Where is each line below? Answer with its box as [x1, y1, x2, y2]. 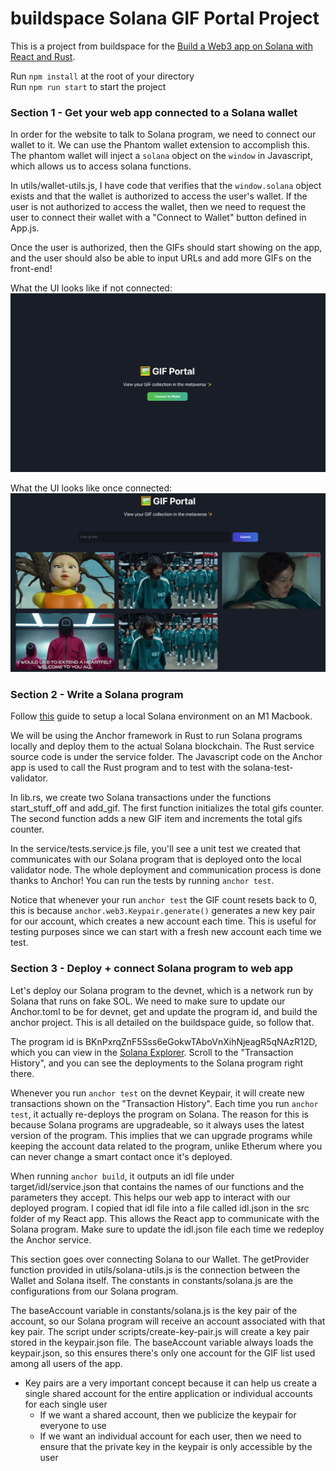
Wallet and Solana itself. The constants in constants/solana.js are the [10, 1274, 294, 1286]
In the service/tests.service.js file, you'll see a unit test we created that [10, 843, 302, 855]
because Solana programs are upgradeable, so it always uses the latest [10, 1118, 305, 1131]
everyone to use [39, 1419, 107, 1431]
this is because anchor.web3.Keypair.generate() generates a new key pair [10, 905, 316, 917]
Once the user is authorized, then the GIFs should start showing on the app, [10, 242, 323, 254]
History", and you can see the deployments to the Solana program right [10, 1057, 304, 1069]
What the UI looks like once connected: [10, 482, 173, 494]
